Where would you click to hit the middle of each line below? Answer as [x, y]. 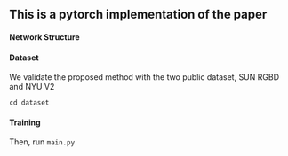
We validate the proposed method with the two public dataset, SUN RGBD [144, 77]
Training [25, 122]
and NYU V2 [32, 87]
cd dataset [29, 103]
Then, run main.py [42, 142]
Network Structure [44, 37]
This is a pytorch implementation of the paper [138, 15]
